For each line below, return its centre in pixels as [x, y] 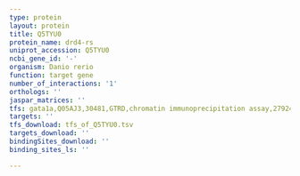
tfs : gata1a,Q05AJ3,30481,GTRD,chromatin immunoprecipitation [127, 108]
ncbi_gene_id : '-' [43, 59]
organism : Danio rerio [51, 68]
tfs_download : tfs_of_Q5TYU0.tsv [71, 125]
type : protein [36, 17]
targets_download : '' [50, 133]
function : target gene [51, 76]
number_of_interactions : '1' [63, 84]
